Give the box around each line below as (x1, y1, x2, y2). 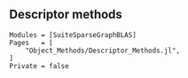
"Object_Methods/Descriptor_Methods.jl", (25, 46, 180, 55)
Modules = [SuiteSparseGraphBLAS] (9, 30, 137, 39)
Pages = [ (9, 38, 53, 47)
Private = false (9, 61, 69, 70)
